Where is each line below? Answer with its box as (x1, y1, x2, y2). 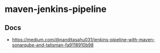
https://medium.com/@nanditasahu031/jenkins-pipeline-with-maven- (11, 36, 155, 42)
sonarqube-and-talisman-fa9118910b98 (11, 42, 94, 48)
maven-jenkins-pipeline (4, 3, 107, 15)
